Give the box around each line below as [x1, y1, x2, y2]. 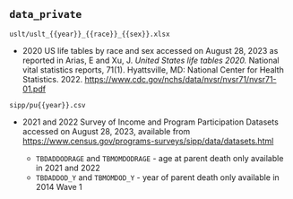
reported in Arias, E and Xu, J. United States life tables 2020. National [22, 55, 280, 65]
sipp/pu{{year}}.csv [9, 100, 87, 109]
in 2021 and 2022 [35, 162, 100, 173]
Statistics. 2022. [22, 74, 83, 84]
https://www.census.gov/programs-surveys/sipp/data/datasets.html [22, 135, 274, 146]
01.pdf [22, 83, 47, 94]
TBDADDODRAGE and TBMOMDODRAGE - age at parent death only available [35, 152, 284, 163]
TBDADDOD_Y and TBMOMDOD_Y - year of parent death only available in [35, 171, 280, 183]
